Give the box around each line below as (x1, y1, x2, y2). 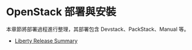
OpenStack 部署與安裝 (6, 5, 116, 19)
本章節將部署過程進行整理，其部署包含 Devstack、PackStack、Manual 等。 (6, 26, 190, 33)
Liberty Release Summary (14, 37, 78, 44)
